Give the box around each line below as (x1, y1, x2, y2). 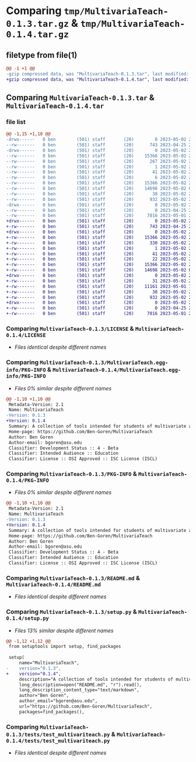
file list (6, 118, 26, 126)
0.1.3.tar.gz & (6, 16, 79, 30)
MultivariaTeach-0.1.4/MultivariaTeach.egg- (52, 367, 181, 373)
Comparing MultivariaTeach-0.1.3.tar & (6, 92, 155, 103)
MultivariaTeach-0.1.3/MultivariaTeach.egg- (40, 359, 169, 366)
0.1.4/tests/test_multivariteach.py (6, 737, 110, 744)
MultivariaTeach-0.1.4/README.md (6, 581, 101, 588)
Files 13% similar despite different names (14, 627, 114, 634)
